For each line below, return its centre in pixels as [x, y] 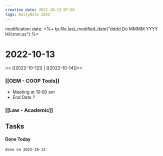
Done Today [18, 139]
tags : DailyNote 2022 [28, 14]
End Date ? [23, 97]
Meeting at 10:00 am [33, 92]
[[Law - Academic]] [29, 110]
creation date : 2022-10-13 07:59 [40, 10]
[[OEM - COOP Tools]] [32, 81]
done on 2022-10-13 [25, 150]
